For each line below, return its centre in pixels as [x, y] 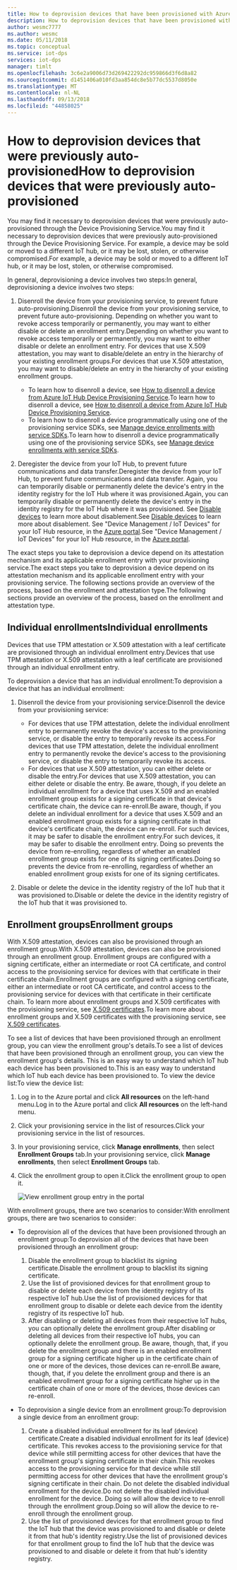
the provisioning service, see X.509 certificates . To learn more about [106, 1009]
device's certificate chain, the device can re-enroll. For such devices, [129, 828]
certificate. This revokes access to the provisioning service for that [125, 1446]
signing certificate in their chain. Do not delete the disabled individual [129, 1484]
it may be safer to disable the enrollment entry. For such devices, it [124, 836]
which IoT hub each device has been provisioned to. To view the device [111, 1076]
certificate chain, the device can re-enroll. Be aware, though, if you [124, 806]
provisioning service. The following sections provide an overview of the [111, 583]
